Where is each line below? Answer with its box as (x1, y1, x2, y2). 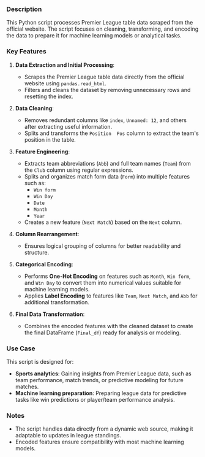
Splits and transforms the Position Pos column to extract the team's (24, 129, 199, 137)
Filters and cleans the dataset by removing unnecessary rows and (24, 86, 191, 93)
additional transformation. (24, 298, 90, 305)
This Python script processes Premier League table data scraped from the (6, 19, 193, 26)
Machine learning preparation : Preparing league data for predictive (15, 389, 187, 397)
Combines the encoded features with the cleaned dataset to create (24, 322, 194, 329)
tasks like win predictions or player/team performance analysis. (15, 396, 176, 403)
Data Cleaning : (15, 104, 54, 112)
